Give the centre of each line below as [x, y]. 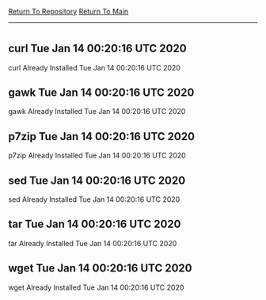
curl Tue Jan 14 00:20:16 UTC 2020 [98, 49]
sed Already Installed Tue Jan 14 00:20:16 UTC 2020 [94, 199]
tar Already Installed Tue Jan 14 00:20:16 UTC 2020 [93, 243]
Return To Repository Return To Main [68, 11]
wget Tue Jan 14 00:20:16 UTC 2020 [100, 268]
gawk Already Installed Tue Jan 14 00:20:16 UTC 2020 [97, 112]
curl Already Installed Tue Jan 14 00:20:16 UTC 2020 [94, 67]
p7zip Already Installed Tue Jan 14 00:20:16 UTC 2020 [97, 156]
